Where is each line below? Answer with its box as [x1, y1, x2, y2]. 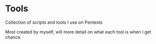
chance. [5, 34, 22, 40]
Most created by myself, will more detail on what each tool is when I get [5, 29, 152, 35]
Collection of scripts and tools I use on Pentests [5, 19, 103, 25]
